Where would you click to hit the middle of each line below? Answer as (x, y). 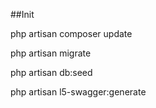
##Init (22, 14)
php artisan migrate (51, 53)
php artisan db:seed (51, 72)
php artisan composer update (71, 33)
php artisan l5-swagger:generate (78, 92)
